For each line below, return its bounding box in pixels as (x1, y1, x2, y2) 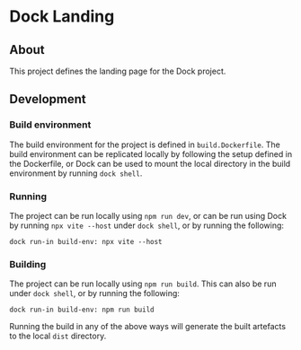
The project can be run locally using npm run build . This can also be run (9, 278, 277, 289)
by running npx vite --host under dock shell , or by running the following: (9, 220, 285, 231)
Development (9, 92, 87, 107)
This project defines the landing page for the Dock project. (9, 66, 226, 76)
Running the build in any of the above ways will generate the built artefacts (9, 321, 286, 332)
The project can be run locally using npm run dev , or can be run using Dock (9, 210, 288, 221)
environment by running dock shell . (9, 168, 143, 179)
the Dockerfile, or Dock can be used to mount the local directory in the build (9, 158, 291, 169)
